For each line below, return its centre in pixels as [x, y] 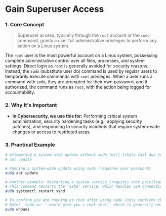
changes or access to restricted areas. [51, 132]
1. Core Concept [25, 25]
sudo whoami [17, 209]
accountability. [20, 92]
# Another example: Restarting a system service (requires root [73, 182]
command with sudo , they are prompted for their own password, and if [76, 82]
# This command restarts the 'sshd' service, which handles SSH [73, 187]
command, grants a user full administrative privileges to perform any [87, 41]
